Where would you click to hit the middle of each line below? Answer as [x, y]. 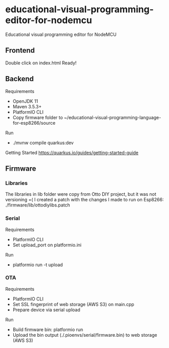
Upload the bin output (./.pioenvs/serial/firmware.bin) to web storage [85, 335]
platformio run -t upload [38, 265]
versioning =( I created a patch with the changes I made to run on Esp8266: [84, 200]
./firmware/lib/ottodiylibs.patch [38, 205]
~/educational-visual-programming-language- [112, 117]
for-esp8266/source [34, 123]
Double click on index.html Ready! [41, 63]
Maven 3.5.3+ [27, 106]
